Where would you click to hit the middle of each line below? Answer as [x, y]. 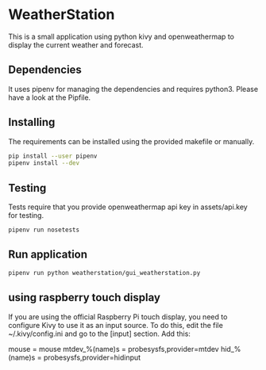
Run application [48, 255]
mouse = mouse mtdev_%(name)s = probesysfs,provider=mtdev [114, 349]
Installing [32, 122]
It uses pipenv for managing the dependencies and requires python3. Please [133, 89]
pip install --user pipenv [53, 156]
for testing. [26, 216]
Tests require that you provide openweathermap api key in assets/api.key [128, 207]
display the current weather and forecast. [76, 44]
